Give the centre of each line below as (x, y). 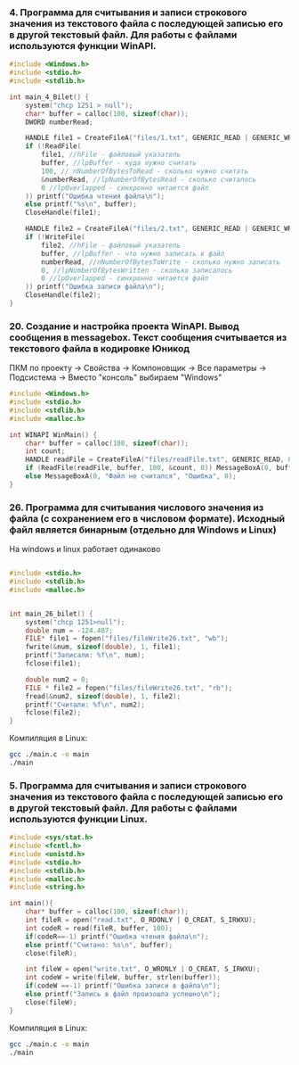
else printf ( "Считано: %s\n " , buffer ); (99, 945)
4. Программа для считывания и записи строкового (128, 12)
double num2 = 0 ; (57, 680)
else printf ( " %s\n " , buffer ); (81, 204)
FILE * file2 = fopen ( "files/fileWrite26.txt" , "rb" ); (129, 688)
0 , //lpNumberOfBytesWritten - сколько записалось (137, 270)
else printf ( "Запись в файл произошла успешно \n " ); (123, 995)
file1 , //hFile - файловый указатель (111, 155)
